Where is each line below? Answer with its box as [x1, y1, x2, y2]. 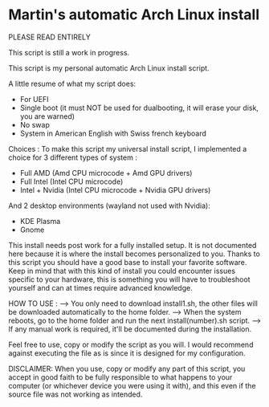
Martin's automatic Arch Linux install [8, 6, 259, 24]
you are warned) [19, 111, 75, 121]
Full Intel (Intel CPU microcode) [19, 177, 124, 186]
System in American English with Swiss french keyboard [19, 128, 207, 138]
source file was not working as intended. [8, 389, 143, 399]
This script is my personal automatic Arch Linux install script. [8, 63, 210, 73]
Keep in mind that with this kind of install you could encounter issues [8, 266, 235, 275]
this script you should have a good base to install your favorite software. [8, 257, 247, 267]
